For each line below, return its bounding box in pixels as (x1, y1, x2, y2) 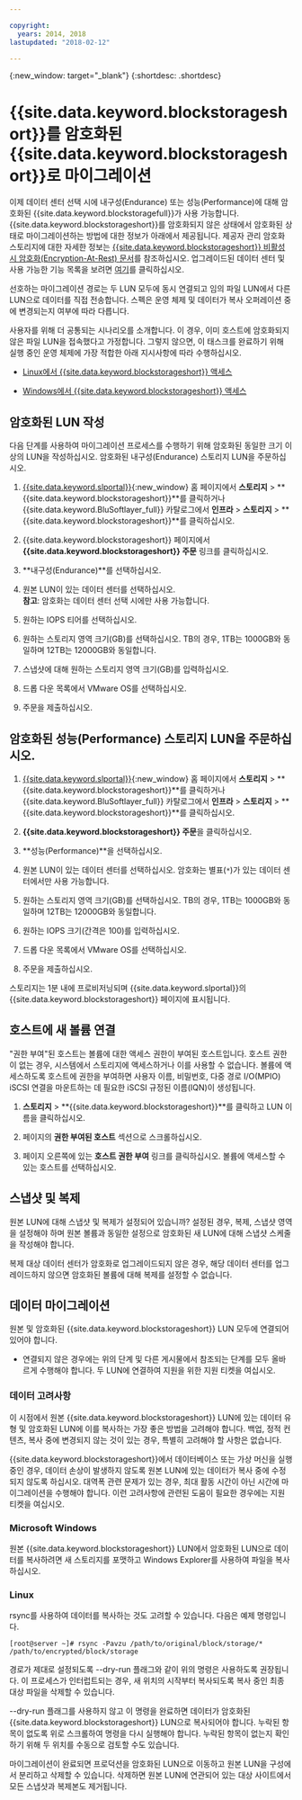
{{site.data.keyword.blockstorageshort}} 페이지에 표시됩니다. (9, 993, 231, 1004)
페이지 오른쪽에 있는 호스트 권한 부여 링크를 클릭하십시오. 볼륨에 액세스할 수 (22, 1151, 286, 1161)
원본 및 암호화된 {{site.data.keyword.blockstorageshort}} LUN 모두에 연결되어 (9, 1323, 289, 1334)
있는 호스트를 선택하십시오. (22, 1161, 117, 1172)
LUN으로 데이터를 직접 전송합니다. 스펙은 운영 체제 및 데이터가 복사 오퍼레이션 (9, 294, 282, 306)
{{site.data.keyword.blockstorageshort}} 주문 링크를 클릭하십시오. (22, 546, 270, 557)
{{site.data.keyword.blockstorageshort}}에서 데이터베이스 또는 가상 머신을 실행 (9, 1454, 293, 1464)
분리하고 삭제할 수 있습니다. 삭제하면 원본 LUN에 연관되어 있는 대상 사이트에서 (18, 1769, 292, 1781)
